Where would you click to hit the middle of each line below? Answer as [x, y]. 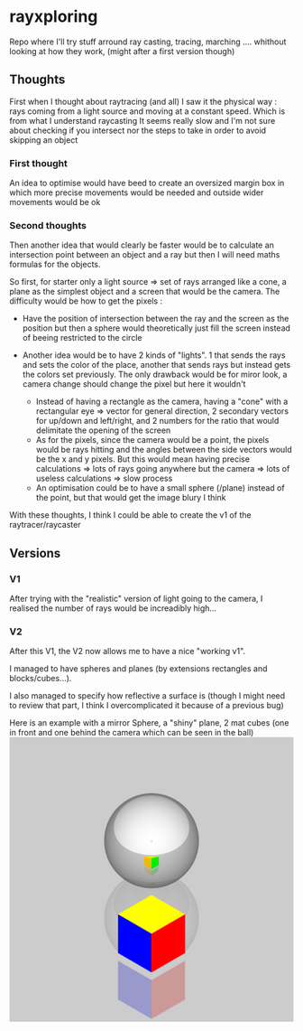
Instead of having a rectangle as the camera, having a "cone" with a [162, 402]
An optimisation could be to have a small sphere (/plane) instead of [161, 488]
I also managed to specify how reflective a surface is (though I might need [147, 696]
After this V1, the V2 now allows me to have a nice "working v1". [128, 651]
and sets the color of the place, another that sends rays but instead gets [156, 365]
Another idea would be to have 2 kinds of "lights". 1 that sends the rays [154, 355]
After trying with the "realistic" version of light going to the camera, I [136, 599]
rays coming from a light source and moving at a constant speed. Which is [147, 111]
